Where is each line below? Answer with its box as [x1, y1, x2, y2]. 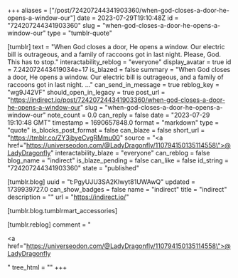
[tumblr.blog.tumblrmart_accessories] [7, 207, 118, 215]
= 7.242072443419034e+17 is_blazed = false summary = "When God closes [7, 66, 231, 73]
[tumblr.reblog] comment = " [7, 220, 91, 229]
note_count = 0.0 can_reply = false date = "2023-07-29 [47, 110, 210, 119]
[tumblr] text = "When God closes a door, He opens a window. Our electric [7, 43, 225, 51]
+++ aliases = [7, 6, 48, 14]
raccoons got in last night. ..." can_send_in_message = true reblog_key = [7, 81, 220, 88]
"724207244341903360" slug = [7, 21, 101, 29]
